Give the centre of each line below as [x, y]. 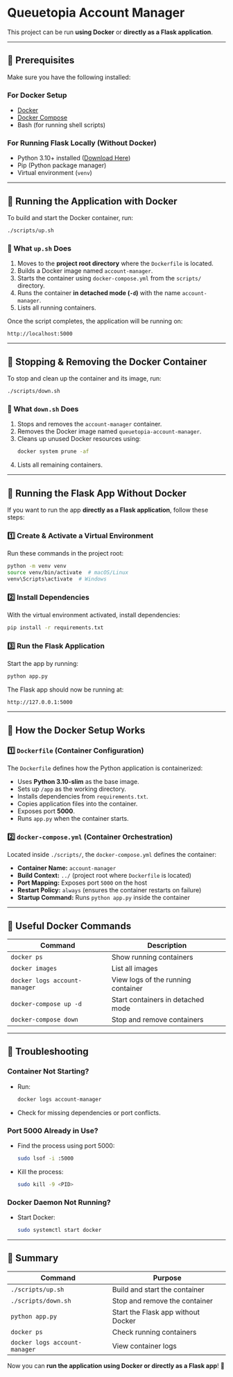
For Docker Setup [37, 95]
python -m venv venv [37, 566]
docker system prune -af [53, 452]
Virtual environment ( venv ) [54, 173]
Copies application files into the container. [77, 803]
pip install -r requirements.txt [55, 628]
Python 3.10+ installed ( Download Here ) [74, 158]
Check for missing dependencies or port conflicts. [89, 1112]
